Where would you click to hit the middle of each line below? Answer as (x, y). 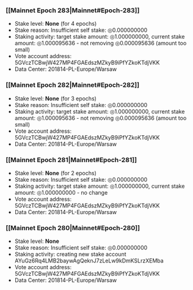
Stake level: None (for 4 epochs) (56, 24)
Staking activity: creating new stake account (70, 255)
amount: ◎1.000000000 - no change (61, 192)
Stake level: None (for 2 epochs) (56, 173)
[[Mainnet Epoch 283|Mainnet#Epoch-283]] (73, 10)
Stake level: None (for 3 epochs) (56, 99)
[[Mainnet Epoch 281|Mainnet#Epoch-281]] (71, 160)
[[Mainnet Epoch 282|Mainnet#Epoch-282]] (73, 85)
